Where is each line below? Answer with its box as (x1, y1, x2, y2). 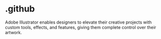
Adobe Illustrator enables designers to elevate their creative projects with (5, 19, 152, 25)
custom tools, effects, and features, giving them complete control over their (5, 24, 157, 30)
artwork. (5, 29, 22, 35)
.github (5, 3, 35, 14)
